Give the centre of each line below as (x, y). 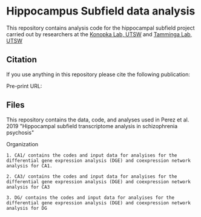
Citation (22, 60)
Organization (22, 144)
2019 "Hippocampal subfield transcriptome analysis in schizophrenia (92, 126)
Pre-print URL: (24, 86)
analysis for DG (27, 208)
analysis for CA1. (29, 166)
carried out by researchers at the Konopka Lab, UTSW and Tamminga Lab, (99, 34)
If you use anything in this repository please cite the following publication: (98, 74)
